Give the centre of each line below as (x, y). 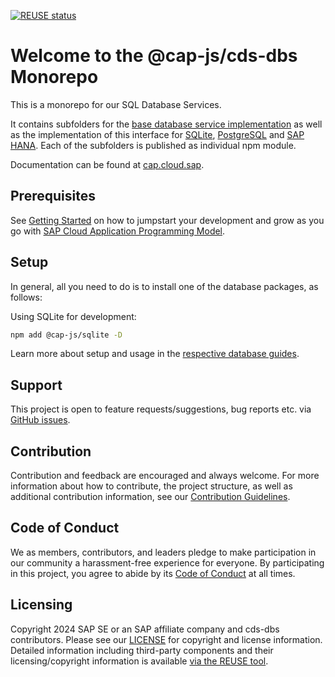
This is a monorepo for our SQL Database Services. (116, 104)
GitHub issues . (40, 420)
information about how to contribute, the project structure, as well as (151, 486)
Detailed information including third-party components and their (142, 650)
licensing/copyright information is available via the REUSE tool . (139, 661)
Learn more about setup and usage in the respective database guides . (155, 354)
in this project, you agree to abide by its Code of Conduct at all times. (153, 573)
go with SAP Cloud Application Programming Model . (118, 231)
